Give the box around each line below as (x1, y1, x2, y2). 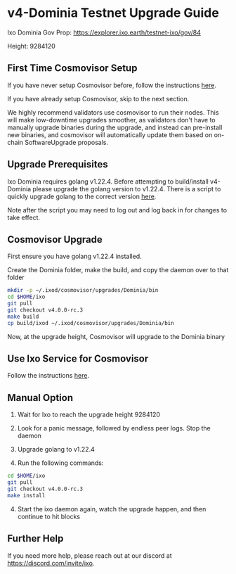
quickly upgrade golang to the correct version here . (7, 192, 157, 200)
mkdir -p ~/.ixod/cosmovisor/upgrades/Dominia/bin (7, 287, 159, 294)
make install (7, 492, 46, 499)
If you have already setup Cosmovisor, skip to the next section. (7, 94, 190, 103)
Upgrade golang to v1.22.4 (17, 445, 95, 454)
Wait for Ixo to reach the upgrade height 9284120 (17, 410, 160, 419)
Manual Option (7, 392, 74, 404)
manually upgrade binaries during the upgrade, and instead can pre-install (7, 123, 223, 132)
